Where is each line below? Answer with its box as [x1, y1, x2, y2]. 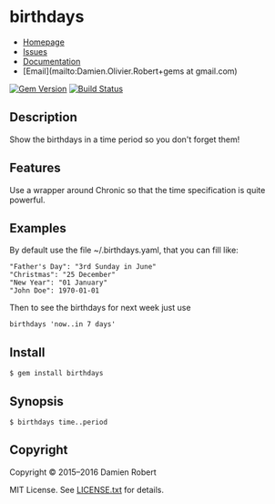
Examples [9, 221, 66, 236]
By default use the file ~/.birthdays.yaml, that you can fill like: [9, 244, 239, 256]
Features [9, 160, 61, 176]
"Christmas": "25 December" [9, 271, 117, 280]
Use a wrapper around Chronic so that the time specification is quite [9, 184, 266, 195]
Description [9, 109, 77, 125]
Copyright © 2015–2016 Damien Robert [9, 467, 157, 478]
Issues [22, 46, 48, 57]
